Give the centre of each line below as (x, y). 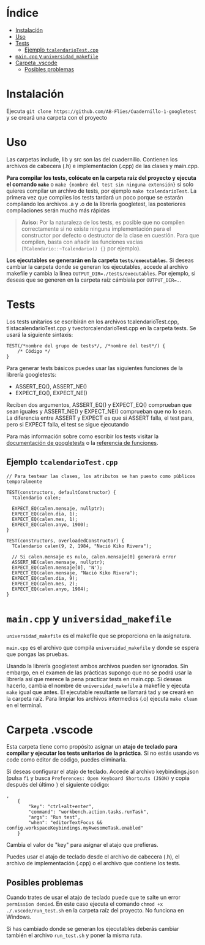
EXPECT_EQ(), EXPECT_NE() (51, 393)
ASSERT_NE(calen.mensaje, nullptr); (58, 562)
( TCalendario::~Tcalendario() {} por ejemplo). (81, 248)
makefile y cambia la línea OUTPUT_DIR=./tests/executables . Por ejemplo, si (101, 273)
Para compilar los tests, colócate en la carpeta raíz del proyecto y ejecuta (102, 177)
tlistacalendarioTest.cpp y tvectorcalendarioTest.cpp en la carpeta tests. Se (101, 328)
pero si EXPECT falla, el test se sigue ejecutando (68, 424)
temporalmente (24, 482)
